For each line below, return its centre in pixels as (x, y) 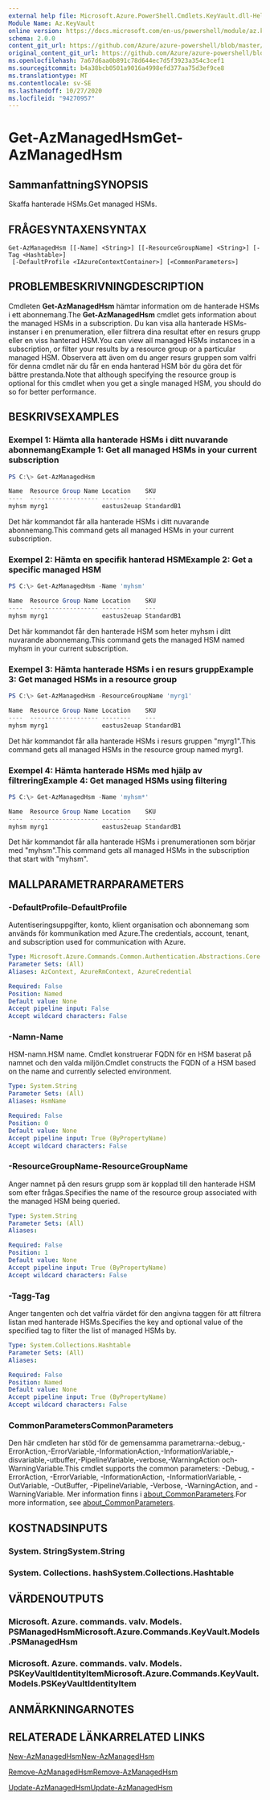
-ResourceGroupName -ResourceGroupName (98, 1166)
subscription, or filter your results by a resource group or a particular (122, 349)
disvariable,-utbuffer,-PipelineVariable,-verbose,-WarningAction (114, 1460)
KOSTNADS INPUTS (58, 1528)
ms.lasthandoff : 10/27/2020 (55, 91)
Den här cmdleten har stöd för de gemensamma (88, 1443)
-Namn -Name (36, 1037)
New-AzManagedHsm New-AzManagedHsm (82, 1756)
